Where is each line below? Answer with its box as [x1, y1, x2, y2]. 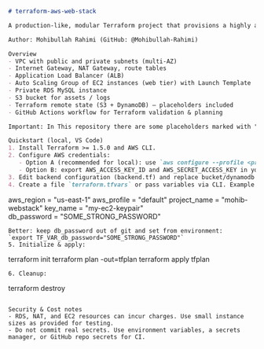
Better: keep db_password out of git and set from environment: [8, 226, 223, 235]
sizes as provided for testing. [8, 319, 114, 327]
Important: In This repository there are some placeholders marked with [8, 123, 251, 130]
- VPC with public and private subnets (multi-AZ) [8, 57, 178, 65]
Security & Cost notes [8, 305, 82, 314]
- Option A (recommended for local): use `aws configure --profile [18, 159, 244, 167]
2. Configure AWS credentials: [8, 152, 111, 160]
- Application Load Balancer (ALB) [8, 72, 125, 80]
